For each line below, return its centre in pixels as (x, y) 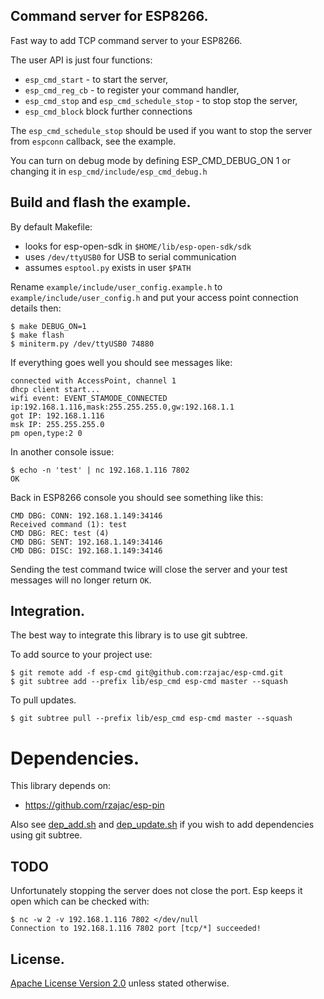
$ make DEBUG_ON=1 (48, 326)
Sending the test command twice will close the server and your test (149, 569)
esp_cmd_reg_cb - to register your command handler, (132, 90)
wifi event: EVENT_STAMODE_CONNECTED (89, 398)
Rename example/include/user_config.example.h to (116, 286)
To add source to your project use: (81, 655)
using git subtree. (46, 835)
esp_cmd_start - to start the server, (96, 79)
